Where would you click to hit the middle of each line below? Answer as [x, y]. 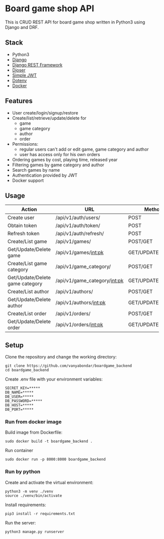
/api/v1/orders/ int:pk [79, 325]
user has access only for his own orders [60, 154]
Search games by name [36, 170]
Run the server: [20, 523]
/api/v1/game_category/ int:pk [89, 281]
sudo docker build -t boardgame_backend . [49, 441]
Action [29, 209]
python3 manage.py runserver [35, 532]
